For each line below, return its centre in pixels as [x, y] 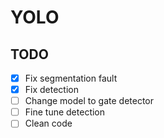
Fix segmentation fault [71, 78]
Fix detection [51, 90]
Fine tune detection [65, 112]
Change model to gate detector [89, 101]
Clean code [48, 123]
